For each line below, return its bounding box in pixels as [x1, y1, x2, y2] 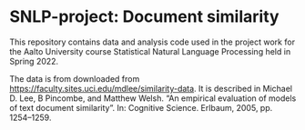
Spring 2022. [9, 55, 59, 66]
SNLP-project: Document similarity [9, 6, 280, 27]
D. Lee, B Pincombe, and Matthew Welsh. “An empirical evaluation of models [9, 93, 297, 104]
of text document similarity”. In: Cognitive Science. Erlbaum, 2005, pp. [9, 102, 273, 113]
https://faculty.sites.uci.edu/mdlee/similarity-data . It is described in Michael [9, 83, 293, 94]
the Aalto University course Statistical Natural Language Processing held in [9, 45, 291, 56]
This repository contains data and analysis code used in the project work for [9, 36, 296, 47]
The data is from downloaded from [9, 73, 140, 84]
